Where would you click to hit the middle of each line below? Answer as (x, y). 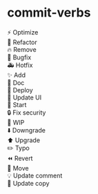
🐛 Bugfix (19, 57)
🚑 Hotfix (20, 65)
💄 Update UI (24, 97)
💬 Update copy (28, 183)
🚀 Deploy (20, 90)
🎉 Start (17, 104)
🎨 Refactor (22, 42)
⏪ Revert (20, 158)
